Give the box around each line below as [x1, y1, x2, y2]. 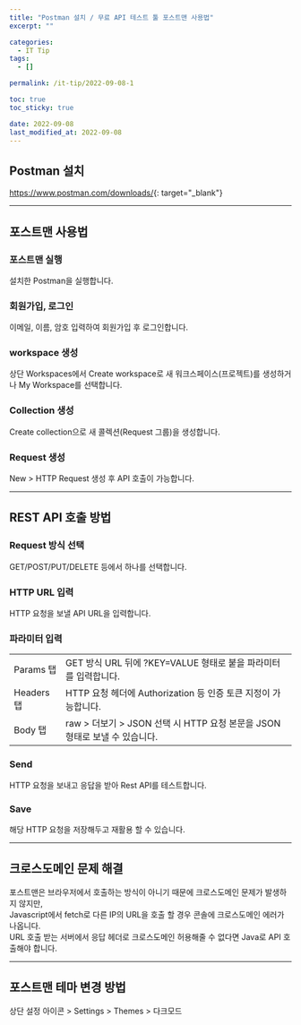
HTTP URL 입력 [9, 586, 74, 599]
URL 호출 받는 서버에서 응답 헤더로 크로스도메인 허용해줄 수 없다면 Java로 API [9, 931, 281, 942]
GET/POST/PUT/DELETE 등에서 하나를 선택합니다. [9, 561, 187, 572]
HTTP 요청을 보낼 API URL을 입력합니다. [9, 608, 151, 619]
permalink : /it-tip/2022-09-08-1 [9, 79, 134, 88]
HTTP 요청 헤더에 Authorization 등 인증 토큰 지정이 [65, 687, 271, 700]
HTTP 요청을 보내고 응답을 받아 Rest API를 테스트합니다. [9, 780, 208, 790]
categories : [9, 38, 54, 47]
